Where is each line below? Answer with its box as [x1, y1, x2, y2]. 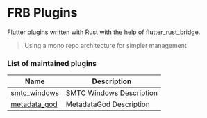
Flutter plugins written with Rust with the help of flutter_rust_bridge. [7, 28, 201, 36]
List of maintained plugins [7, 58, 97, 68]
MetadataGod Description [65, 99, 151, 109]
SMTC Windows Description [65, 88, 158, 98]
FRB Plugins [7, 5, 78, 21]
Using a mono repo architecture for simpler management [24, 41, 188, 49]
